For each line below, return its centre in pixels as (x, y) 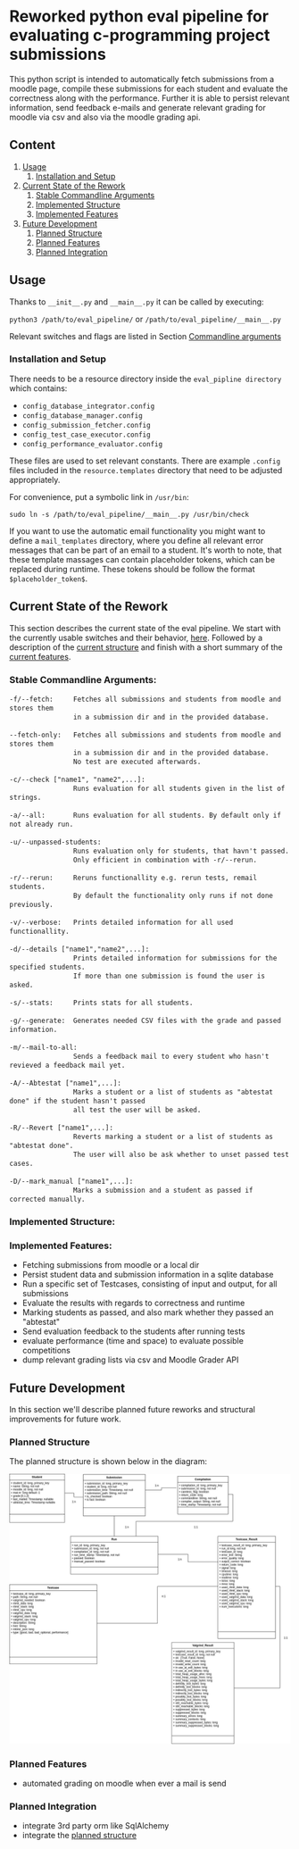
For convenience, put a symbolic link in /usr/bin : (99, 496)
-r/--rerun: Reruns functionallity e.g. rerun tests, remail (133, 878)
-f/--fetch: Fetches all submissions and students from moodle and (145, 699)
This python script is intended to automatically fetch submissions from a (142, 79)
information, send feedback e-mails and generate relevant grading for (137, 107)
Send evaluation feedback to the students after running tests (133, 1331)
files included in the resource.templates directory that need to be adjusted (146, 470)
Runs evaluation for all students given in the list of (179, 788)
